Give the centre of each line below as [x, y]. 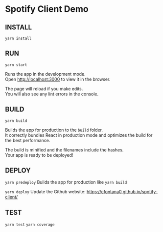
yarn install [18, 38]
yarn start [16, 65]
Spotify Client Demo [47, 9]
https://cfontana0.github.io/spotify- [122, 192]
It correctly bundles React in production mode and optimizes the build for [79, 135]
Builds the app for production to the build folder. [54, 130]
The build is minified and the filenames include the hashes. [64, 150]
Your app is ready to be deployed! [39, 155]
